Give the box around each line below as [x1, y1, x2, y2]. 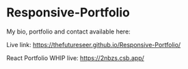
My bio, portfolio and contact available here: [6, 27, 131, 36]
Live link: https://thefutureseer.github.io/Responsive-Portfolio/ [6, 40, 181, 49]
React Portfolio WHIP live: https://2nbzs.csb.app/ [6, 53, 145, 62]
